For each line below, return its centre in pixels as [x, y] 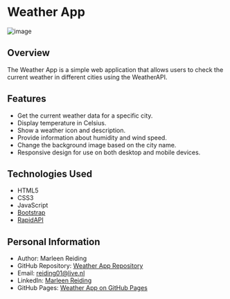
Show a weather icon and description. [71, 130]
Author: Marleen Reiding [52, 259]
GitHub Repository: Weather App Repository [80, 266]
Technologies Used [50, 174]
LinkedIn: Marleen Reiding [54, 280]
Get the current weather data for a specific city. [85, 116]
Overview [29, 53]
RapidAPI [30, 220]
